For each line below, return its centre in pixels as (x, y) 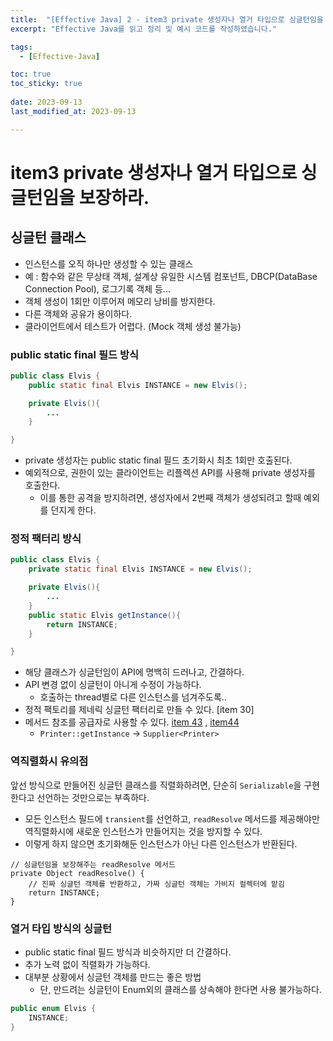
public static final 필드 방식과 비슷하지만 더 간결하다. (128, 952)
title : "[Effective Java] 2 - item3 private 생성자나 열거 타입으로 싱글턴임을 (167, 19)
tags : (21, 47)
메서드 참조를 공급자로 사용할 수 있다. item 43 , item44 (132, 722)
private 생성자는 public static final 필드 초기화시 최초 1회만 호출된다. (158, 460)
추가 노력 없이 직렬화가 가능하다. (87, 964)
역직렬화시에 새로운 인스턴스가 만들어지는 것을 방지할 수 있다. (143, 831)
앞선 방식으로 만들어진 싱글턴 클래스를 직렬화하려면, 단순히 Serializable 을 (156, 785)
